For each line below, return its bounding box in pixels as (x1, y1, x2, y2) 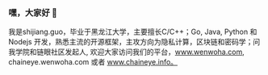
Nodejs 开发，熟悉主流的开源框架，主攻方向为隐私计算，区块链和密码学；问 (8, 37, 261, 47)
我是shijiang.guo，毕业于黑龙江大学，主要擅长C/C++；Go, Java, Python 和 (8, 27, 258, 37)
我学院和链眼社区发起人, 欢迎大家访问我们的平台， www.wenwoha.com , (8, 47, 245, 57)
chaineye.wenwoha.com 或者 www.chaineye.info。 (8, 57, 178, 67)
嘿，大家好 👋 (8, 6, 58, 18)
